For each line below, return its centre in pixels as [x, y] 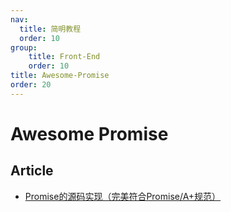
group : [24, 47]
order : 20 [31, 85]
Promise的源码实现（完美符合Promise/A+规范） [123, 196]
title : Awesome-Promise [60, 76]
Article [32, 171]
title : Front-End [64, 57]
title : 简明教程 [50, 29]
